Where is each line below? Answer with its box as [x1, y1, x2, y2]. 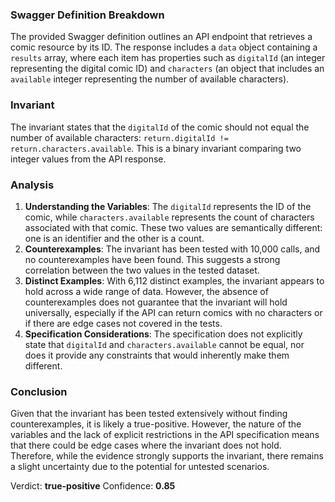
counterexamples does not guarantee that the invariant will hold [24, 296, 288, 308]
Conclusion [10, 384, 68, 398]
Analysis [10, 178, 55, 192]
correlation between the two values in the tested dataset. [24, 264, 260, 276]
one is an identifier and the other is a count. [24, 232, 205, 244]
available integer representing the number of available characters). [10, 73, 290, 85]
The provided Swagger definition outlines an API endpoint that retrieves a [10, 31, 313, 43]
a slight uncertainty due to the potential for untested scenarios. [10, 461, 270, 473]
